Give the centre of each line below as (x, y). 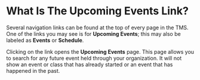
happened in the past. (33, 70)
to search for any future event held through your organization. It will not (94, 58)
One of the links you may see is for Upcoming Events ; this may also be (93, 33)
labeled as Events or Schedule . (45, 40)
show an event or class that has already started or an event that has (90, 64)
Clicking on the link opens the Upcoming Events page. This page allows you (100, 51)
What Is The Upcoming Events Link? (98, 11)
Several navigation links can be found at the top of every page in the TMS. (98, 27)
